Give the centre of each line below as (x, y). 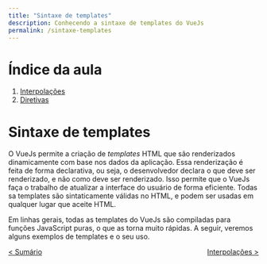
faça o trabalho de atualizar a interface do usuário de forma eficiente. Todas (133, 188)
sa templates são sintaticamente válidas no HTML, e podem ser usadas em (131, 196)
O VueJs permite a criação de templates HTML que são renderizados (122, 154)
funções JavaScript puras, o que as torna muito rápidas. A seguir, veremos (131, 228)
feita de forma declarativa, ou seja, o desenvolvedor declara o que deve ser (132, 170)
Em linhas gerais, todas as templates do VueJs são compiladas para (120, 220)
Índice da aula (55, 69)
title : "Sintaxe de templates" (60, 15)
